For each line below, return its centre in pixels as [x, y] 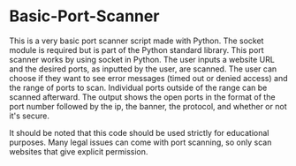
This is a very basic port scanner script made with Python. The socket [137, 41]
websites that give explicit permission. [79, 151]
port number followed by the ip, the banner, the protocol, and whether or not [148, 106]
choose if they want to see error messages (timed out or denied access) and [149, 78]
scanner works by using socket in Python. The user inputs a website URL [142, 59]
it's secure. [30, 116]
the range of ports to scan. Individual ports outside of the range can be [138, 87]
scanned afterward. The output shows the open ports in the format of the [142, 97]
